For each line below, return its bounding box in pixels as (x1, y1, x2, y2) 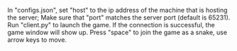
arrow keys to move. (7, 36, 67, 44)
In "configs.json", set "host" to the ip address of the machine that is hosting (7, 6, 228, 14)
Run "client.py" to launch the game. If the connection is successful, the (7, 21, 215, 29)
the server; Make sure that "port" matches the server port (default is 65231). (7, 13, 231, 22)
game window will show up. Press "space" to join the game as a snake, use (7, 28, 228, 36)
